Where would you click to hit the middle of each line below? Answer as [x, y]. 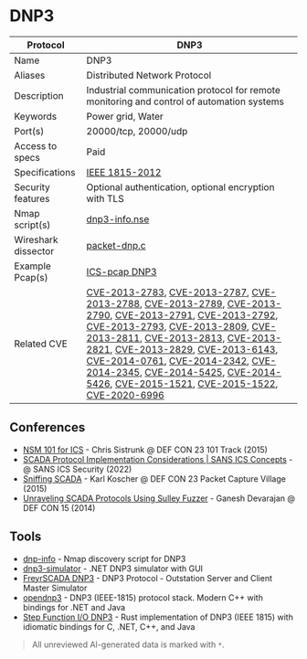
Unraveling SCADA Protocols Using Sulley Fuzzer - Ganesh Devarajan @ [159, 498]
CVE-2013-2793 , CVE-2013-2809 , [168, 326]
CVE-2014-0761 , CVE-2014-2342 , [168, 360]
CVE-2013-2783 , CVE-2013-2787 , [168, 292]
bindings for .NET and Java [74, 607]
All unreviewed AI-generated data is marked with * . [128, 644]
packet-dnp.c [116, 245]
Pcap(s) [31, 277]
